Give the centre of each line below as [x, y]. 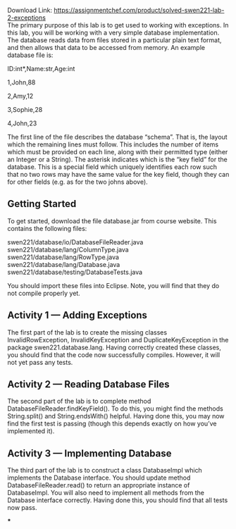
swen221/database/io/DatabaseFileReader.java [75, 242]
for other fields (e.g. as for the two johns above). [77, 182]
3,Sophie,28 [25, 110]
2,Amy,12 [20, 96]
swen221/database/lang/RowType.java [63, 257]
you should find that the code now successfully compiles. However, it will [114, 354]
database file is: [30, 55]
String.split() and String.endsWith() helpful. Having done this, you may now [116, 416]
